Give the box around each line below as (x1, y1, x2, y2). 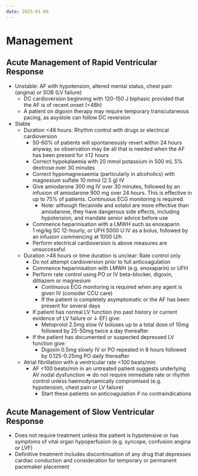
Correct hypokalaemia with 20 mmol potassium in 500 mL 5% (32, 158, 183, 165)
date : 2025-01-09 (6, 8, 49, 15)
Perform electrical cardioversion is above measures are (32, 239, 167, 246)
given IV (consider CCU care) (41, 289, 113, 296)
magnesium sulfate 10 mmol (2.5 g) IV (32, 177, 125, 184)
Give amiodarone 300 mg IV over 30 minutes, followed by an (32, 182, 180, 190)
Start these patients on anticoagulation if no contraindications (41, 390, 191, 397)
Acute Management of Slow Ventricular (6, 407, 155, 417)
